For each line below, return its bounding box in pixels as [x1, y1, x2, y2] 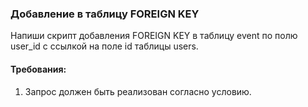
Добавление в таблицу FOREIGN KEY [10, 7, 200, 21]
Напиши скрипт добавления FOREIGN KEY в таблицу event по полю [10, 30, 298, 42]
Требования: [10, 63, 67, 75]
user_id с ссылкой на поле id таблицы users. [10, 40, 199, 52]
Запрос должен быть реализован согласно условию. [24, 85, 252, 97]
